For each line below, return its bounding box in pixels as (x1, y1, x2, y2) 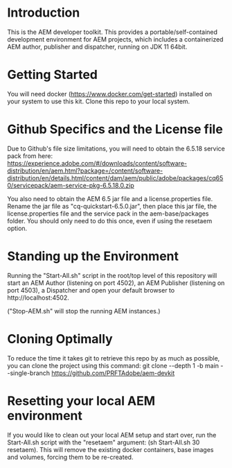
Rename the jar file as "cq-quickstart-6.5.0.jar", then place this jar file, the (7, 202, 217, 210)
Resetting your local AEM (7, 393, 156, 408)
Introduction (7, 5, 80, 21)
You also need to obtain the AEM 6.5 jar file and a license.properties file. (7, 194, 213, 202)
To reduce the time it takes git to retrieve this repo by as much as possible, (7, 354, 220, 362)
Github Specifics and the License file (7, 121, 223, 137)
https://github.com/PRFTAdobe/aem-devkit (51, 369, 175, 377)
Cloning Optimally (7, 331, 113, 347)
